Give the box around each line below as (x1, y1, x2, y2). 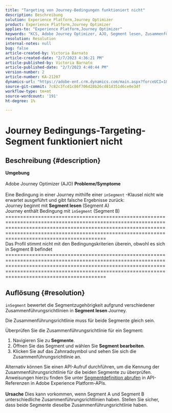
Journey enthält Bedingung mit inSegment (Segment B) (5, 208, 120, 214)
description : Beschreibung (5, 12, 63, 17)
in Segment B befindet (5, 246, 53, 252)
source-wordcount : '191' (5, 93, 58, 99)
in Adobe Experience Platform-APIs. (30, 380, 106, 386)
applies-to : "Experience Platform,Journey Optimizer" (5, 27, 123, 32)
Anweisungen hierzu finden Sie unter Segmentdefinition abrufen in (5, 374, 146, 381)
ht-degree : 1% (5, 98, 36, 103)
